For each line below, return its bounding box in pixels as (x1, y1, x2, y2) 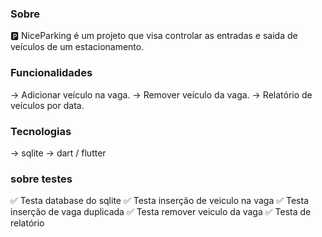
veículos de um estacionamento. (10, 41, 145, 53)
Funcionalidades (10, 66, 93, 80)
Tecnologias (10, 124, 72, 138)
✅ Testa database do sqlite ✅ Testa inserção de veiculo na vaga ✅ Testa (10, 195, 310, 207)
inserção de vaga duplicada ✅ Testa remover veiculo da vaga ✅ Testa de (10, 206, 312, 218)
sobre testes (10, 172, 73, 186)
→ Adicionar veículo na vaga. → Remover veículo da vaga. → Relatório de (10, 88, 313, 101)
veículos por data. (10, 99, 85, 111)
